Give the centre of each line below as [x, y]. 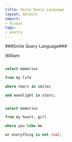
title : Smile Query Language [35, 10]
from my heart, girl [26, 117]
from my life [18, 78]
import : [13, 19]
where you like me [24, 126]
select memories [21, 69]
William [12, 56]
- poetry [14, 32]
